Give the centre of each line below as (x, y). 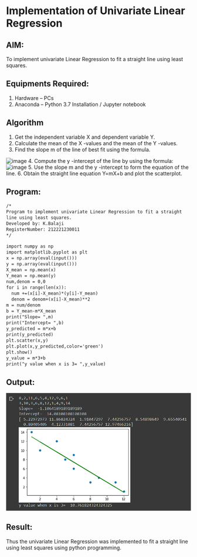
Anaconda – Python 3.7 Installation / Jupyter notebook (80, 104)
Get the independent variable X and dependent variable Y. (85, 137)
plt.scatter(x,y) (27, 341)
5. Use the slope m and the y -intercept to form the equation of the (108, 167)
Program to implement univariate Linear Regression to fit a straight (94, 212)
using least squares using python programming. (64, 548)
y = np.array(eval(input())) (42, 264)
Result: (19, 527)
